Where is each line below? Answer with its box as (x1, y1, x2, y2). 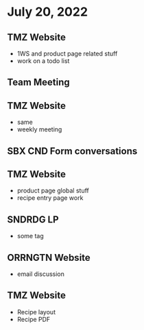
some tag (16, 232, 45, 240)
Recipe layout (16, 307, 56, 316)
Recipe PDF (16, 315, 51, 323)
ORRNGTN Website (7, 251, 91, 264)
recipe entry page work (16, 194, 84, 202)
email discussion (16, 270, 65, 278)
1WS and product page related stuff (16, 49, 118, 58)
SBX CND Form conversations (7, 145, 138, 157)
